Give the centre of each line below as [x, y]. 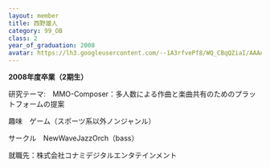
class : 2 [23, 38]
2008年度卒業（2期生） [48, 77]
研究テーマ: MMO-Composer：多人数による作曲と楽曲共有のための [122, 94]
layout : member [34, 16]
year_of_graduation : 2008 [51, 46]
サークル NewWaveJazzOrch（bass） [74, 138]
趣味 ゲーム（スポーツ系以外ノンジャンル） [82, 121]
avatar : [21, 53]
